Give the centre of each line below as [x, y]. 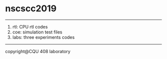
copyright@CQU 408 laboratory [38, 51]
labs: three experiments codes [43, 37]
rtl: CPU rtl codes [30, 27]
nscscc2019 [31, 9]
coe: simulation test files [37, 32]
